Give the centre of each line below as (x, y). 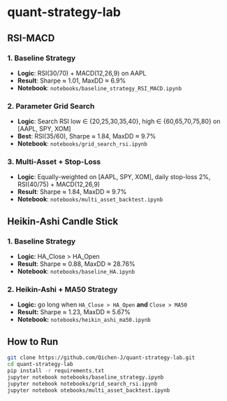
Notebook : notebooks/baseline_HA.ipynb (76, 272)
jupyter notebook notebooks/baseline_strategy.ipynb (86, 377)
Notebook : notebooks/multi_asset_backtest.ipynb (90, 199)
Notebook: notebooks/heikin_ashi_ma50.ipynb (84, 320)
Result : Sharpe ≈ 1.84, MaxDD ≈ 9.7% (72, 192)
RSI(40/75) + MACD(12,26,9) (58, 184)
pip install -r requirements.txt (56, 371)
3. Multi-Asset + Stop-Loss (54, 162)
